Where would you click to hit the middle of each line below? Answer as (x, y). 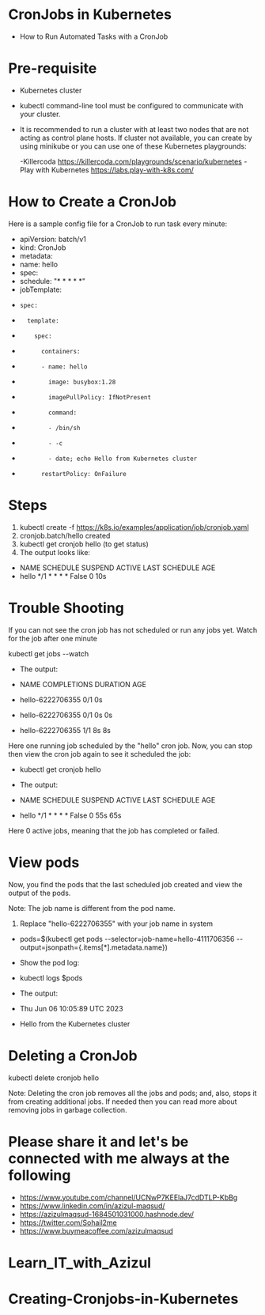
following (40, 1175)
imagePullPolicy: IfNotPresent (100, 397)
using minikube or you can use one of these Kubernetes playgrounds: (133, 146)
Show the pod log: (49, 962)
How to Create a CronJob (92, 202)
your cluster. (40, 114)
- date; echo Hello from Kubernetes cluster (123, 459)
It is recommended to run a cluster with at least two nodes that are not (134, 129)
